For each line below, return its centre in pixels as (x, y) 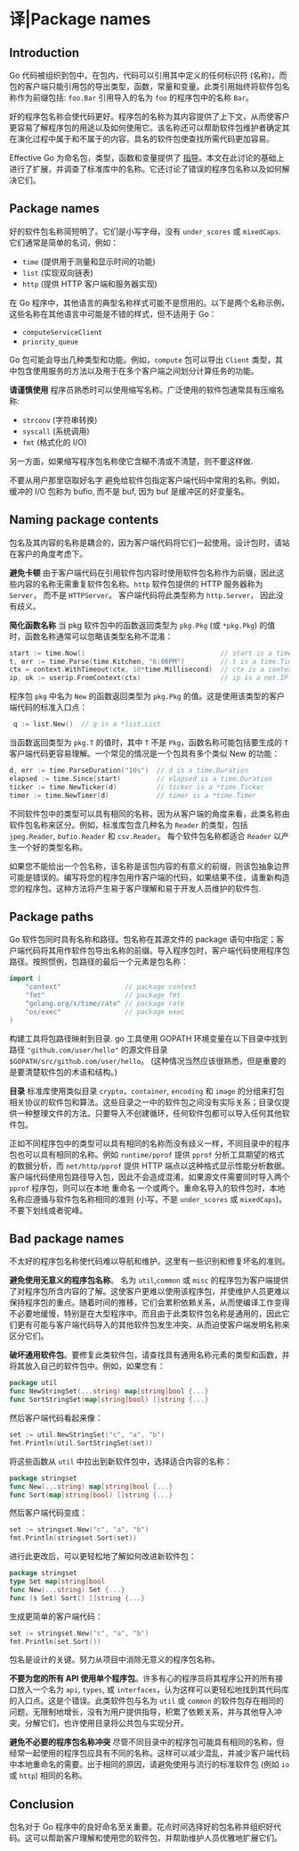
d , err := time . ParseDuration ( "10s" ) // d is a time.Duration (129, 770)
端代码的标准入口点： (48, 708)
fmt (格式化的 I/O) (54, 442)
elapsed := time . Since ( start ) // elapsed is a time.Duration (141, 778)
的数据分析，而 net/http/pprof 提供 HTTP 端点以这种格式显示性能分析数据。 (149, 1166)
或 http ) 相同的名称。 (48, 1776)
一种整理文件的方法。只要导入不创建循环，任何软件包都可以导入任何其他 (149, 1113)
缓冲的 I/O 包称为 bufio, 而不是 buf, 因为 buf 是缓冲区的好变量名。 (129, 491)
